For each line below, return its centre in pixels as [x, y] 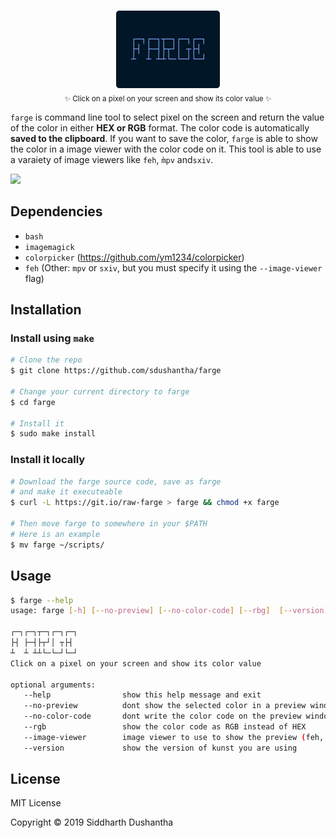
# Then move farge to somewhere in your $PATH [109, 524]
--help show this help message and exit [142, 695]
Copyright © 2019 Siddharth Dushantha [92, 822]
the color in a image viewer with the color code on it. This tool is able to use [166, 149]
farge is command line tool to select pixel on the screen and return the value [167, 117]
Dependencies [56, 211]
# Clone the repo [46, 360]
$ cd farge [33, 402]
